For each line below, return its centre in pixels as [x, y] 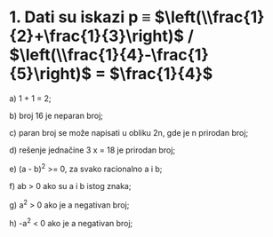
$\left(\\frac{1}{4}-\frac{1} [109, 55]
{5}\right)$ [50, 74]
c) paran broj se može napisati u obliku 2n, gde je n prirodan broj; [129, 132]
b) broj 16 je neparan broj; [56, 115]
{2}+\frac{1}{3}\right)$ [97, 36]
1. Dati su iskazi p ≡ [80, 17]
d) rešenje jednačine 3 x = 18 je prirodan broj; [92, 150]
